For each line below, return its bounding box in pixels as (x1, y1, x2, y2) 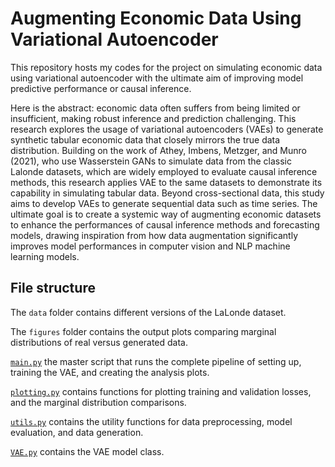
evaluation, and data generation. (10, 426, 144, 438)
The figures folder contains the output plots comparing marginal (10, 325, 277, 337)
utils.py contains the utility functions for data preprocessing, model (10, 415, 293, 427)
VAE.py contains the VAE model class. (10, 445, 165, 457)
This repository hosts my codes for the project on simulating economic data (10, 61, 323, 73)
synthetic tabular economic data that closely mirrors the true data (10, 133, 281, 146)
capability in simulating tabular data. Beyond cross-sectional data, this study (10, 187, 325, 199)
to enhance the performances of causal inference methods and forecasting (10, 218, 320, 231)
